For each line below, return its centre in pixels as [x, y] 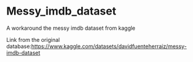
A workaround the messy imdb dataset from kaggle [71, 28]
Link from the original [33, 40]
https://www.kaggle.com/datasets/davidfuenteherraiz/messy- [109, 46]
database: [19, 46]
